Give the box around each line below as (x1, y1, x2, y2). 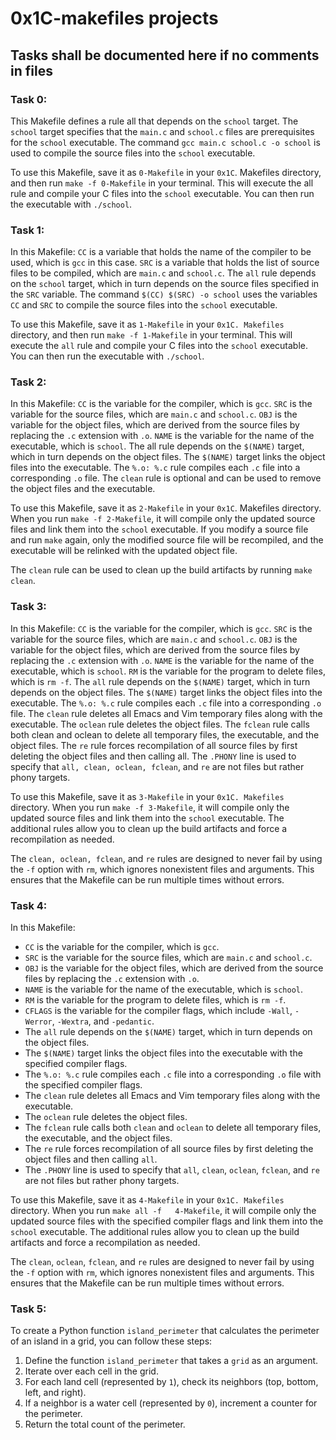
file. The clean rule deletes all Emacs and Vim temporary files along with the (10, 707, 323, 719)
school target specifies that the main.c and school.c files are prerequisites (10, 125, 315, 137)
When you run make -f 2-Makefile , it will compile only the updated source (10, 513, 316, 525)
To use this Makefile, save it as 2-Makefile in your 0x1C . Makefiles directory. (10, 502, 322, 514)
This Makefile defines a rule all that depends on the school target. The (10, 115, 299, 127)
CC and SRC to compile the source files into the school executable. (10, 299, 278, 311)
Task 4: (10, 898, 48, 912)
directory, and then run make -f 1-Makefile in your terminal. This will (10, 329, 293, 341)
